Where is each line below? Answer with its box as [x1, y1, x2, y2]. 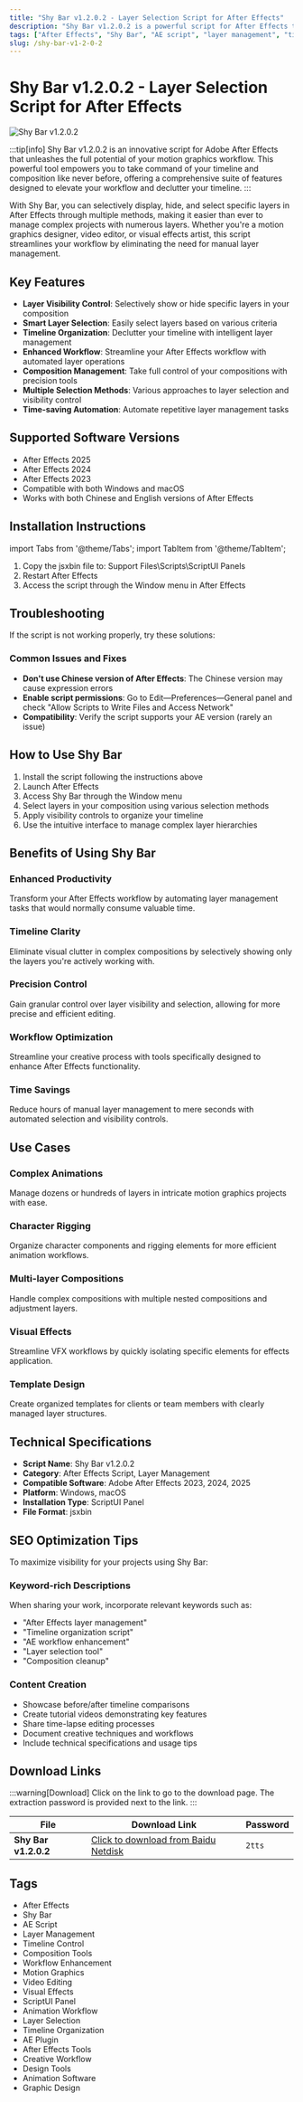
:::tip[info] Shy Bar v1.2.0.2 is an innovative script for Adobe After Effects [9, 144, 279, 155]
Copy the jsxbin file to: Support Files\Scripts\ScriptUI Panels [22, 560, 246, 571]
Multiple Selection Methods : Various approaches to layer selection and [22, 385, 289, 395]
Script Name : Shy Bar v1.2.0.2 [22, 1458, 135, 1470]
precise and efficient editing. [9, 1008, 115, 1018]
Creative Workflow [22, 2054, 92, 2065]
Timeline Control [22, 1938, 85, 1949]
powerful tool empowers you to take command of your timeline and [9, 164, 259, 175]
